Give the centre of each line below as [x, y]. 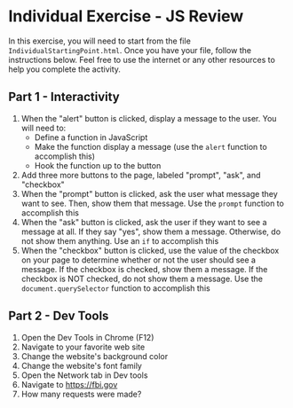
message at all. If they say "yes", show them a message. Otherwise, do [151, 231]
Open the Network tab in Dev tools [84, 375]
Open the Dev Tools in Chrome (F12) [87, 337]
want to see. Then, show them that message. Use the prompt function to [153, 203]
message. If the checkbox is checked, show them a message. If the [144, 269]
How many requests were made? [81, 394]
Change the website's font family [82, 365]
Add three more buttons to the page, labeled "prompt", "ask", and [141, 175]
